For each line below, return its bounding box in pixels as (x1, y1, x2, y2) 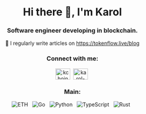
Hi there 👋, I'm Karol (22, 5, 122, 19)
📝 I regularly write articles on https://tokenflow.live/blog (5, 40, 140, 47)
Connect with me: (46, 54, 99, 63)
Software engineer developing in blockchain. (6, 27, 138, 35)
